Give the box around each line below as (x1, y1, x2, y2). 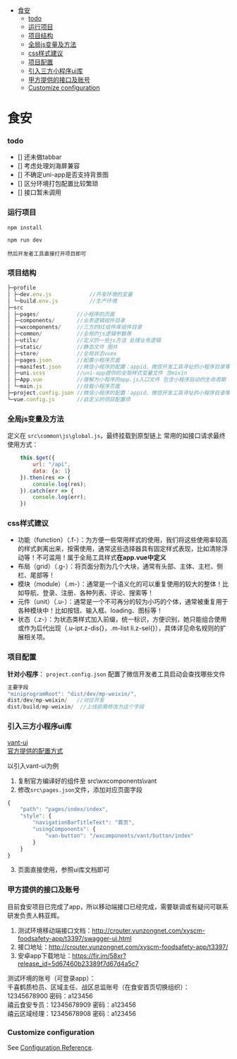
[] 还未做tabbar (17, 153, 62, 161)
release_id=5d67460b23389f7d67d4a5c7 (17, 959, 139, 968)
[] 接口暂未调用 (17, 188, 61, 196)
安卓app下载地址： (17, 951, 73, 959)
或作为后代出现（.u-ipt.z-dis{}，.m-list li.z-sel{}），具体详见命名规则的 (17, 624, 221, 632)
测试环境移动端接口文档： (17, 926, 92, 935)
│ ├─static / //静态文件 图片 (7, 343, 119, 350)
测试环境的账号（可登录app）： (7, 974, 97, 982)
